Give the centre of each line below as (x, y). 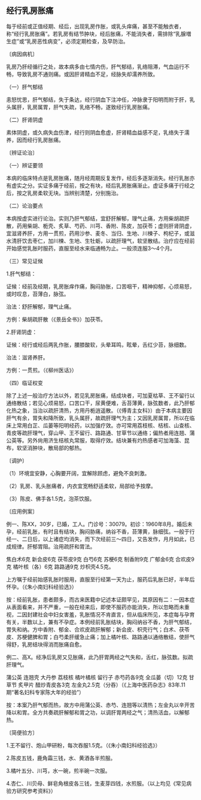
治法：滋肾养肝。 (27, 357)
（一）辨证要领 (25, 165)
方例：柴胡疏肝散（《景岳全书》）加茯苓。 (56, 319)
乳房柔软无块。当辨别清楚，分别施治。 (74, 193)
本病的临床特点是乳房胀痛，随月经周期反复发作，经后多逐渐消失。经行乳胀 (98, 178)
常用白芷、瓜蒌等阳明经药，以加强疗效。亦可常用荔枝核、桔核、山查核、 (106, 425)
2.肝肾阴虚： (22, 332)
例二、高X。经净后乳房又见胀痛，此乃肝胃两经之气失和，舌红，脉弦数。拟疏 (100, 657)
